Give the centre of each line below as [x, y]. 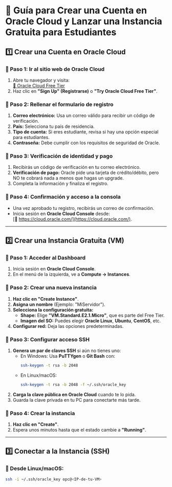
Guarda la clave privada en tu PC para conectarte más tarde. [77, 400]
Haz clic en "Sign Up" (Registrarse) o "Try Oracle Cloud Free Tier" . [85, 91]
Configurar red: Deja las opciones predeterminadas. [68, 326]
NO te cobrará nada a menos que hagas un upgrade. [68, 178]
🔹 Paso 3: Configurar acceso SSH [48, 339]
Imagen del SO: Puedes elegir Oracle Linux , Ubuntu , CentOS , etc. [91, 321]
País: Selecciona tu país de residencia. [53, 126]
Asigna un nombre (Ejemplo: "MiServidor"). [59, 304]
